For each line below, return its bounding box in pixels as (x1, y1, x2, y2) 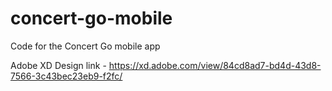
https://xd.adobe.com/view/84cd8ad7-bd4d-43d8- (108, 59, 322, 71)
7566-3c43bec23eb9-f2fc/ (10, 70, 123, 82)
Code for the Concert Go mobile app (10, 40, 161, 52)
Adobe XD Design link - (10, 59, 107, 71)
